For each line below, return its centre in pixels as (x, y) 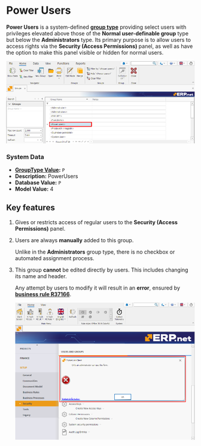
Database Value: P (38, 183)
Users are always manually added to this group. (74, 240)
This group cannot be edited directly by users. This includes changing (101, 270)
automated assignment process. (54, 258)
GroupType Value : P (40, 170)
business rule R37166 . (43, 294)
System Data (25, 156)
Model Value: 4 (34, 189)
